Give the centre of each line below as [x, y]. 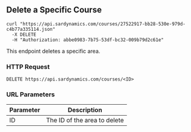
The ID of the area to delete [85, 120]
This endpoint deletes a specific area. [53, 51]
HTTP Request [28, 67]
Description [85, 110]
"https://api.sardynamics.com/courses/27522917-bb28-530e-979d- [103, 24]
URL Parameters [31, 94]
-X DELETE [24, 35]
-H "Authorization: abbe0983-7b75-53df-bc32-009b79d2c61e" [88, 40]
